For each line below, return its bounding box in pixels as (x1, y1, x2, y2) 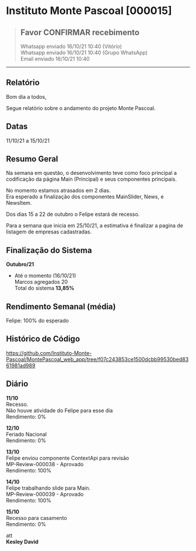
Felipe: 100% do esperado (6, 317, 69, 324)
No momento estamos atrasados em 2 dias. (6, 187, 111, 194)
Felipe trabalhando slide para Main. (6, 484, 90, 491)
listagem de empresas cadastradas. (6, 228, 92, 235)
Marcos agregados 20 (14, 278, 68, 285)
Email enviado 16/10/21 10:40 (20, 56, 90, 62)
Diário (6, 379, 29, 389)
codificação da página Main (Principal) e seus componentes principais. (6, 175, 177, 182)
